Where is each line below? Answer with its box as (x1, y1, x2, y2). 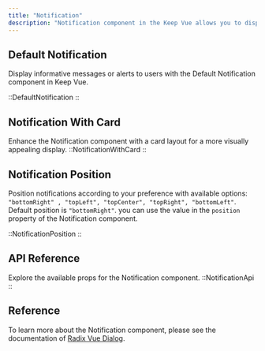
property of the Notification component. (8, 214, 138, 223)
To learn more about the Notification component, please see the (8, 325, 217, 334)
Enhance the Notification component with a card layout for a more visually (8, 136, 249, 146)
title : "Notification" (8, 11, 83, 20)
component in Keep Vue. (8, 77, 89, 87)
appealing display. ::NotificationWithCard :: (8, 145, 147, 155)
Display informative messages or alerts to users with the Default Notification (8, 69, 256, 79)
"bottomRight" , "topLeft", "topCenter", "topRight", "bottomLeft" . (8, 196, 237, 206)
